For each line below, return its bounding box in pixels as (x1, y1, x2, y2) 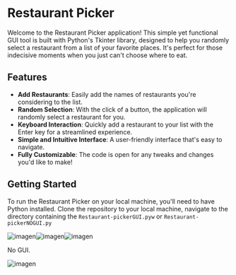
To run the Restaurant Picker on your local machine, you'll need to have (7, 197, 216, 206)
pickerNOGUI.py (7, 219, 52, 227)
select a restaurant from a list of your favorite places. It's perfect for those (7, 43, 223, 52)
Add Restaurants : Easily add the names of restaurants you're (17, 90, 196, 98)
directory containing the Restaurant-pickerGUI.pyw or (7, 212, 163, 221)
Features (7, 71, 47, 83)
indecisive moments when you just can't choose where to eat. (7, 51, 188, 59)
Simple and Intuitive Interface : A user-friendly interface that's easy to (17, 135, 223, 144)
